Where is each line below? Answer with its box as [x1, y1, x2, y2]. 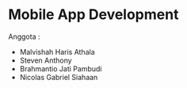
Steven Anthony [19, 55, 73, 65]
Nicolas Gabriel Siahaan [19, 72, 98, 82]
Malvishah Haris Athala [19, 47, 95, 56]
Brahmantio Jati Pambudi [19, 63, 102, 73]
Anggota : [8, 32, 40, 41]
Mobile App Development [8, 6, 179, 24]
